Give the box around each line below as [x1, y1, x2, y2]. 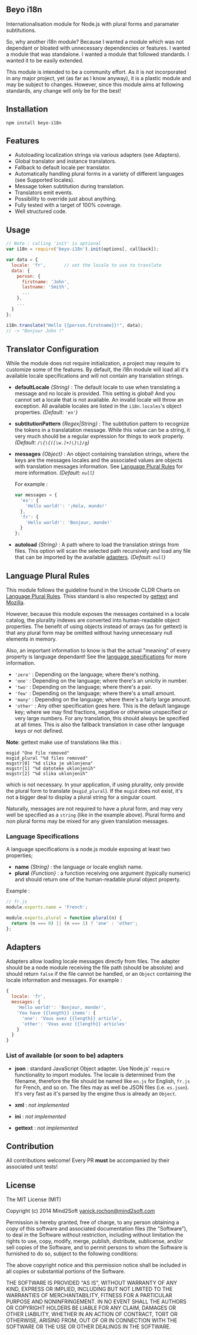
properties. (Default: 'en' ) [14, 409, 78, 416]
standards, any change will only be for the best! [6, 87, 122, 94]
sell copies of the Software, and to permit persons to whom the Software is [6, 1244, 188, 1251]
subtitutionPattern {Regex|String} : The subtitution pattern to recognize [14, 420, 189, 427]
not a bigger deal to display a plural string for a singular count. [6, 793, 157, 801]
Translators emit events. [14, 189, 74, 196]
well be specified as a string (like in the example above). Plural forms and [6, 811, 185, 818]
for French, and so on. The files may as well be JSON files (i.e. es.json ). [14, 1084, 189, 1091]
